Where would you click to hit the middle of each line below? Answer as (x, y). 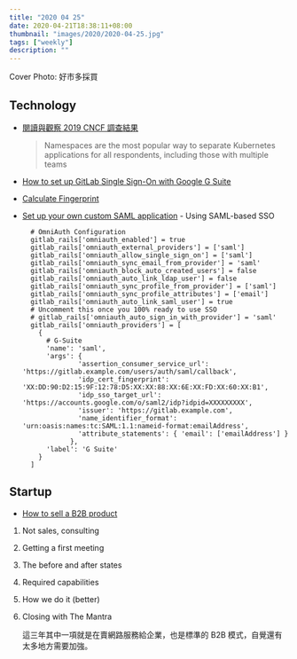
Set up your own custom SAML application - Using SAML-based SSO (148, 216)
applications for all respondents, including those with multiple (156, 154)
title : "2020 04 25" (47, 17)
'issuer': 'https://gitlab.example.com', (156, 410)
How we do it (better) (61, 599)
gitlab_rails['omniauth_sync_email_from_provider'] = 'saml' (146, 263)
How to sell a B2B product (70, 513)
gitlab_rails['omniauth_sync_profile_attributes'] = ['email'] (149, 294)
